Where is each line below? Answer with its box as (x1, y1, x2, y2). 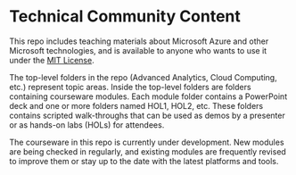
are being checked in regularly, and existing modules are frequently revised (9, 146, 287, 157)
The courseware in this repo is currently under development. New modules (9, 137, 284, 147)
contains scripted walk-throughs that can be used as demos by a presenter (9, 110, 285, 121)
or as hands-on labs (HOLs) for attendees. (9, 119, 165, 130)
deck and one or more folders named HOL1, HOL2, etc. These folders (9, 100, 264, 111)
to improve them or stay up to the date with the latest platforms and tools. (9, 155, 279, 166)
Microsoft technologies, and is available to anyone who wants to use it (9, 45, 267, 55)
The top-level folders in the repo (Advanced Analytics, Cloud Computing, (9, 71, 278, 82)
